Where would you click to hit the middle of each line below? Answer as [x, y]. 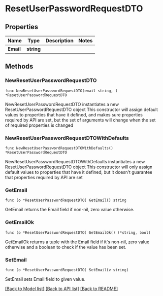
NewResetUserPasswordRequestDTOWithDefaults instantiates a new [75, 161]
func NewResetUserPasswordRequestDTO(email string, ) [62, 91]
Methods [19, 66]
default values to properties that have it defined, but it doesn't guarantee [79, 172]
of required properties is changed [39, 125]
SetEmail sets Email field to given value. [45, 279]
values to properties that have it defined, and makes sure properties [74, 114]
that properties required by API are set [44, 177]
